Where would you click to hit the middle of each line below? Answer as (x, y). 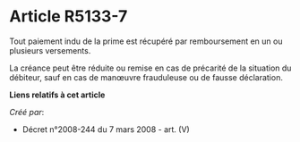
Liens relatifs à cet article (57, 95)
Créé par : (27, 112)
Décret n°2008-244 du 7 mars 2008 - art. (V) (106, 129)
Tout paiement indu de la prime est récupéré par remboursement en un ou (146, 41)
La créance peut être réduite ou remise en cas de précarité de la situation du (150, 68)
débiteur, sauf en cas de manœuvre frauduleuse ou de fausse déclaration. (146, 77)
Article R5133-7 (69, 17)
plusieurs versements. (50, 50)
